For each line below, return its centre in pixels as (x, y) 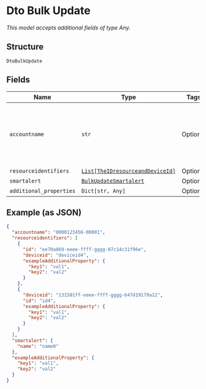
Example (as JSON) (44, 212)
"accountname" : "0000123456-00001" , (59, 232)
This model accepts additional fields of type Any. (68, 28)
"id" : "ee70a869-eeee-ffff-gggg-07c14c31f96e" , (85, 249)
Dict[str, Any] (103, 191)
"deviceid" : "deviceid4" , (55, 255)
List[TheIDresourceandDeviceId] (128, 171)
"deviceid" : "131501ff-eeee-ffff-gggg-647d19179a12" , (93, 295)
